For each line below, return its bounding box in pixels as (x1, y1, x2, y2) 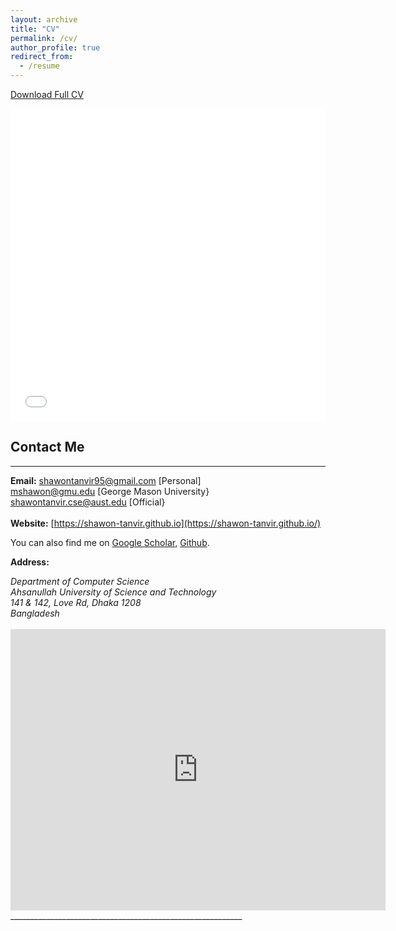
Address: (10, 556, 50, 568)
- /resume (19, 61, 60, 71)
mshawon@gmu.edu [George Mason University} (10, 485, 210, 497)
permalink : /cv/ (10, 33, 78, 43)
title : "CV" (10, 24, 60, 34)
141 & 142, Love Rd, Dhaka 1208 (10, 596, 142, 608)
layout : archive (10, 14, 78, 25)
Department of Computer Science (10, 575, 150, 587)
